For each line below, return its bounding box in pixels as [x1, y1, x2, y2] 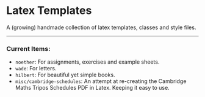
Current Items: [6, 44, 51, 53]
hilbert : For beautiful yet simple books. [15, 71, 115, 79]
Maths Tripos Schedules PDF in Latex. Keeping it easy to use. [15, 84, 170, 92]
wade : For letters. [15, 65, 57, 72]
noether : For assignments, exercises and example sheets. [15, 58, 160, 65]
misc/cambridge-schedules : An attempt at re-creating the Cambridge [15, 78, 187, 85]
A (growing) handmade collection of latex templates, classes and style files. [6, 24, 196, 31]
